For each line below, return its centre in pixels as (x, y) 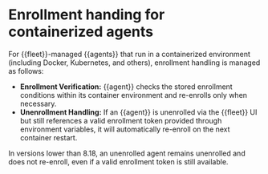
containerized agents (81, 32)
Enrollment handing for (87, 15)
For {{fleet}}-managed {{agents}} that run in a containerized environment (129, 54)
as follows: (26, 71)
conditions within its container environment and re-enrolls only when (133, 95)
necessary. (38, 103)
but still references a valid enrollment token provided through (121, 120)
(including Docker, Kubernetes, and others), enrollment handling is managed (134, 63)
